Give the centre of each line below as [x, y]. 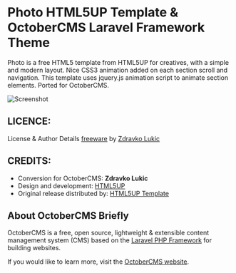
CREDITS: [29, 161]
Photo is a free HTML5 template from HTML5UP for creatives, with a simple [118, 62]
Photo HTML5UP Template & [93, 12]
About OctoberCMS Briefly [68, 216]
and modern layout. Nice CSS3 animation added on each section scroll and [118, 70]
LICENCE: [29, 122]
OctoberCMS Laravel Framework [106, 27]
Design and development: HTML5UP [71, 185]
